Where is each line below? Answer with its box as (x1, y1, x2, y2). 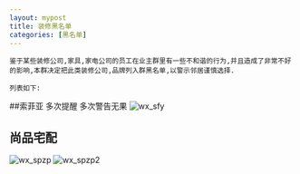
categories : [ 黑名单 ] (9, 30, 87, 39)
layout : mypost (9, 13, 67, 23)
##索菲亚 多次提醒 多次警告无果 (9, 101, 128, 111)
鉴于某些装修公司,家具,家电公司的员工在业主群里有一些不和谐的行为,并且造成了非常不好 (9, 56, 292, 66)
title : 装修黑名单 (9, 22, 73, 31)
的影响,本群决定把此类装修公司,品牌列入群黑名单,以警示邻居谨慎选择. (9, 66, 236, 75)
